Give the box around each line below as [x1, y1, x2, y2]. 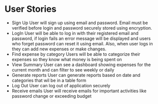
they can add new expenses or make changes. [11, 46, 107, 52]
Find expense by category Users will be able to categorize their [11, 51, 141, 57]
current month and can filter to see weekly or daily [11, 67, 114, 72]
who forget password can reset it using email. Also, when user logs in [11, 40, 153, 46]
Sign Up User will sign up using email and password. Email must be [11, 20, 148, 26]
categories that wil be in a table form [11, 77, 87, 83]
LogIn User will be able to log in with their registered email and [11, 30, 139, 36]
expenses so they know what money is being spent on [11, 56, 122, 62]
